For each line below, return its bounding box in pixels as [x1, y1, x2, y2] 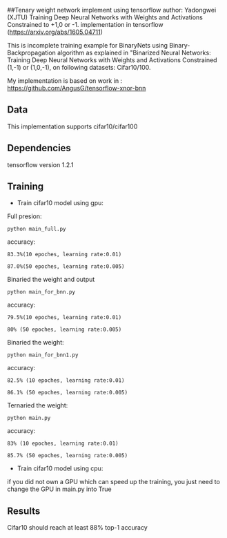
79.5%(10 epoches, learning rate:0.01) [7, 314, 122, 321]
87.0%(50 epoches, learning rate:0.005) [7, 263, 126, 270]
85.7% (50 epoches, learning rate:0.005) [7, 452, 128, 459]
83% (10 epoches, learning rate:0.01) [7, 440, 119, 448]
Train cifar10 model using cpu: [17, 464, 103, 472]
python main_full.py [7, 226, 67, 233]
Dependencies [7, 142, 71, 154]
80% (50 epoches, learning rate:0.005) [7, 326, 122, 334]
